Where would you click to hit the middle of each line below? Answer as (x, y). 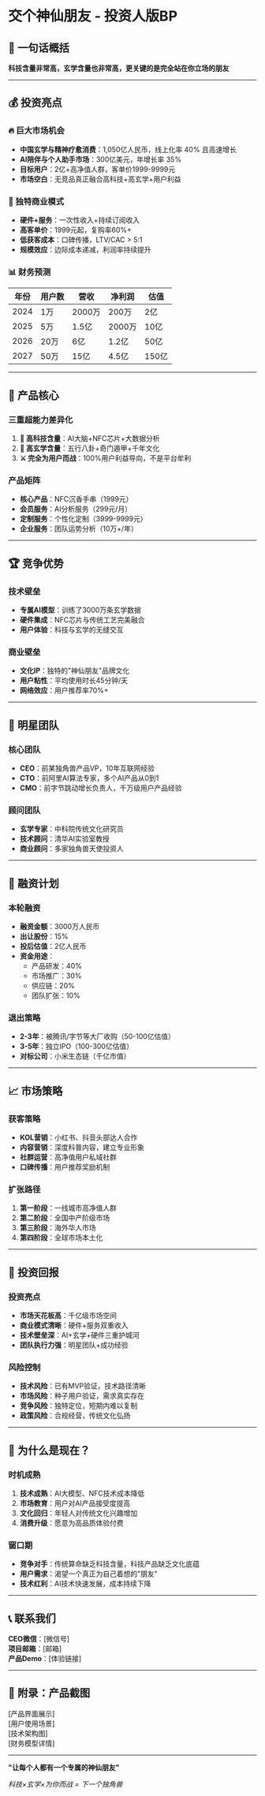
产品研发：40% (57, 965)
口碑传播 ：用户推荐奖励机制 (65, 1167)
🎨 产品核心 (34, 395)
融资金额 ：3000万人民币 (60, 926)
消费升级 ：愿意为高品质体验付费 (71, 1522)
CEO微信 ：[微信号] (39, 1638)
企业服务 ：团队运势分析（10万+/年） (78, 528)
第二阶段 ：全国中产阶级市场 (65, 1218)
